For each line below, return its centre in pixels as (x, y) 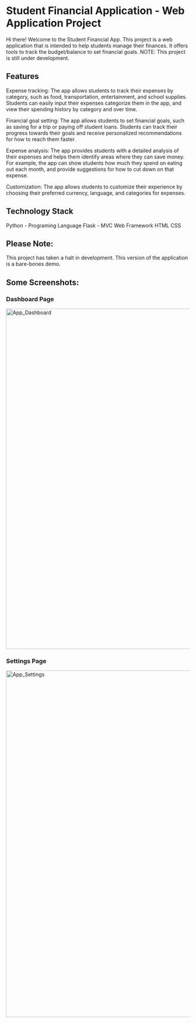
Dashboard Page (30, 299)
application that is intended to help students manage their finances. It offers (97, 46)
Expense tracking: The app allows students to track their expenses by (90, 90)
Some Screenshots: (43, 282)
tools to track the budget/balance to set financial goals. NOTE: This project (96, 51)
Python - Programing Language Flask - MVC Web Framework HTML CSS (94, 225)
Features (22, 76)
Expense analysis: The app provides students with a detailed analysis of (92, 150)
